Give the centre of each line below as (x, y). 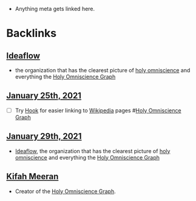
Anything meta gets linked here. (55, 9)
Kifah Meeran (32, 176)
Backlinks (32, 33)
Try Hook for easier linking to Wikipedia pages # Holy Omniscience (98, 110)
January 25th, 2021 (44, 96)
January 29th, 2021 (44, 136)
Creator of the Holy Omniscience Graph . (66, 191)
